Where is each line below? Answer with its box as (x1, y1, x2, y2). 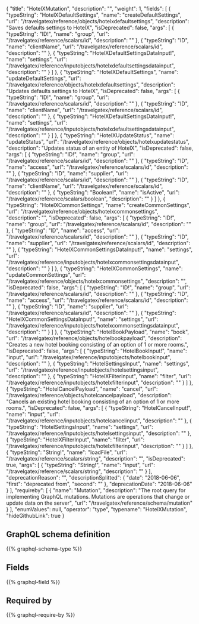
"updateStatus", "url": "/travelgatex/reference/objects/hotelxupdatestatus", (6, 138, 190, 145)
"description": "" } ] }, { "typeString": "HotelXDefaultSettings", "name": (6, 69, 179, 75)
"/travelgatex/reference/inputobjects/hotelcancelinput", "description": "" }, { (6, 417, 192, 424)
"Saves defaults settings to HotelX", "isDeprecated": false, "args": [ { (6, 24, 174, 31)
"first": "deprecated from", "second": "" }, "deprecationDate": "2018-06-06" (6, 480, 192, 487)
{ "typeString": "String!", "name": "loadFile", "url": (6, 449, 128, 456)
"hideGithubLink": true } (6, 512, 65, 519)
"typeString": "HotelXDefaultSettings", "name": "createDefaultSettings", (6, 11, 182, 18)
